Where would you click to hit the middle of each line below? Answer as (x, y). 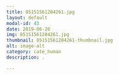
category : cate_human (34, 52)
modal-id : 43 (23, 23)
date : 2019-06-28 (28, 29)
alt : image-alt (26, 46)
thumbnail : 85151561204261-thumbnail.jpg (60, 40)
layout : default (27, 18)
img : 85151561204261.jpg (38, 35)
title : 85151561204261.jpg (41, 12)
